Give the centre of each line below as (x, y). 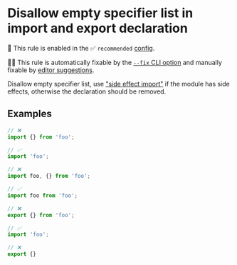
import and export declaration (98, 28)
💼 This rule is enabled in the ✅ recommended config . (81, 48)
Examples (30, 114)
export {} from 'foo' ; (41, 215)
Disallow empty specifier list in (100, 13)
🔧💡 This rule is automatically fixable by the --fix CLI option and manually (115, 62)
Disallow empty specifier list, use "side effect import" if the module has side (118, 84)
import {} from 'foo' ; (41, 137)
